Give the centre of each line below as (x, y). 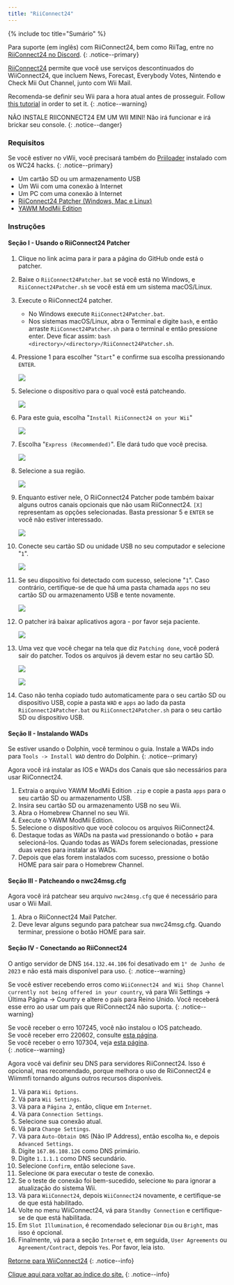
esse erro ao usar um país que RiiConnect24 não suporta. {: (94, 1006)
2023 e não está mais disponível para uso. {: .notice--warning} (97, 971)
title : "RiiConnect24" (41, 14)
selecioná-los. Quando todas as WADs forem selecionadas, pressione (118, 843)
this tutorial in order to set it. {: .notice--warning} (78, 104)
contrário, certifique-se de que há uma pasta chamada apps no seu (114, 588)
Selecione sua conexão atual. (60, 1121)
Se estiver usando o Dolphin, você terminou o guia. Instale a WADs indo (111, 749)
